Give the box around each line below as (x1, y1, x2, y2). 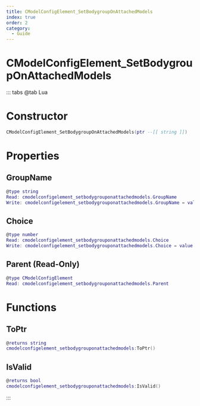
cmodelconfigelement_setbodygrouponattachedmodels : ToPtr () (6, 345, 156, 351)
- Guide (11, 31, 31, 37)
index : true (6, 14, 36, 20)
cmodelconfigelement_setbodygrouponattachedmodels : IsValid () (6, 383, 161, 389)
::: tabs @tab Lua (6, 89, 48, 96)
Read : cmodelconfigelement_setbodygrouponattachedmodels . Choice (6, 237, 169, 244)
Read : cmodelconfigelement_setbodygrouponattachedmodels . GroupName (6, 194, 177, 200)
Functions (6, 301, 57, 314)
